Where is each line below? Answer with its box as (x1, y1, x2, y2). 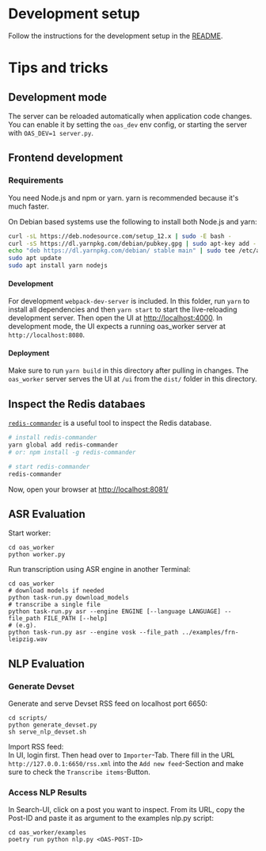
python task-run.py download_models (8, 594, 129, 602)
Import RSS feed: (8, 742, 64, 752)
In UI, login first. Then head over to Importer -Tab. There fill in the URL (8, 750, 235, 760)
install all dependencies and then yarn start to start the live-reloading (8, 305, 237, 314)
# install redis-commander (8, 434, 97, 442)
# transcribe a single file (8, 600, 101, 609)
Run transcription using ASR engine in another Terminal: (8, 565, 192, 574)
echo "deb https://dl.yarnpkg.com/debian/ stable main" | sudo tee (8, 247, 236, 255)
